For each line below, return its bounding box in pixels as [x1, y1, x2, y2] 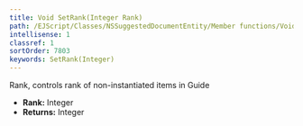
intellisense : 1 [9, 30, 70, 39]
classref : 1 [9, 38, 54, 48]
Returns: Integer [22, 107, 85, 117]
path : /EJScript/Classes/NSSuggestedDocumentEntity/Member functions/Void [9, 22, 297, 31]
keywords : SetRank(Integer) [9, 55, 115, 64]
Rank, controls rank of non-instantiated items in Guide [9, 80, 210, 90]
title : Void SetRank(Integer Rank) [9, 13, 143, 22]
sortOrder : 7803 [9, 47, 70, 56]
